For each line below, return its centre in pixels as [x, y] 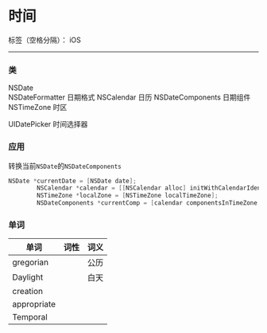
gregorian [31, 262]
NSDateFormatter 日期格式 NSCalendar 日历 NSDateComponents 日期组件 [130, 97]
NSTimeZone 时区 [38, 108]
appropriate [34, 304]
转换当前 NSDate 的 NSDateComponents [65, 166]
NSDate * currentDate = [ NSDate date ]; [72, 181]
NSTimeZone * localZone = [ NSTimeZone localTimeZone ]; [128, 196]
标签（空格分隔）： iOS [45, 40]
